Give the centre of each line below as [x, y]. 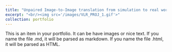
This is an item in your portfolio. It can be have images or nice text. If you [82, 34]
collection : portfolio [29, 19]
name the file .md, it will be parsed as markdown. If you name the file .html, [84, 39]
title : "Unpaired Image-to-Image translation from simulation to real [82, 10]
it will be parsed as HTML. [33, 44]
